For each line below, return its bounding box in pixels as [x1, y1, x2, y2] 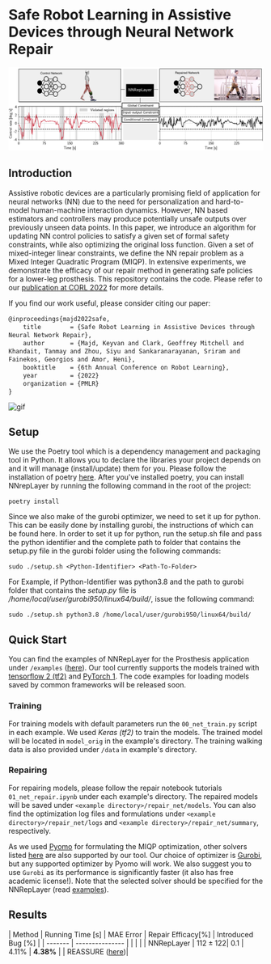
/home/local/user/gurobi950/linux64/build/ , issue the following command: [8, 594, 255, 604]
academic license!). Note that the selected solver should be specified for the [8, 876, 264, 886]
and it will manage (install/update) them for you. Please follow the [8, 463, 227, 474]
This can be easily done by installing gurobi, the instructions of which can [8, 520, 254, 531]
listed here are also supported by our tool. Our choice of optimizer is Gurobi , [8, 850, 263, 860]
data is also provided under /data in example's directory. [8, 744, 197, 754]
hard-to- [215, 197, 244, 206]
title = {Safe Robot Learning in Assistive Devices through [23, 323, 255, 331]
